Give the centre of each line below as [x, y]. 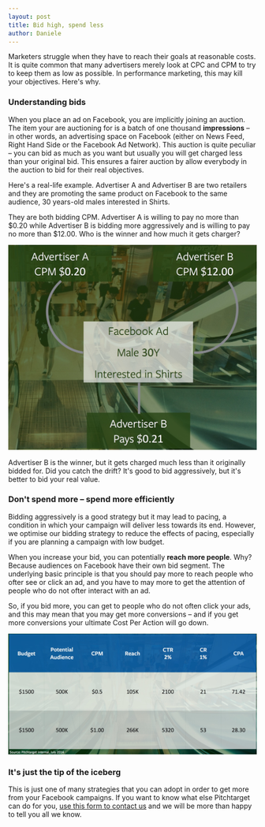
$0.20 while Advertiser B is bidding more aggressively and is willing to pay [129, 225]
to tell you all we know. [45, 814]
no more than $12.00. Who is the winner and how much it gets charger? [124, 233]
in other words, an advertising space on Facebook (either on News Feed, [126, 136]
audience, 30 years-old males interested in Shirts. [89, 202]
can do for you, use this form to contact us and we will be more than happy [130, 806]
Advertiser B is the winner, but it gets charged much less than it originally [127, 462]
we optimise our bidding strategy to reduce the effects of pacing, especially [131, 533]
